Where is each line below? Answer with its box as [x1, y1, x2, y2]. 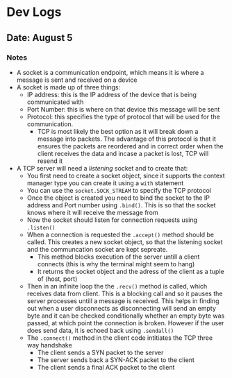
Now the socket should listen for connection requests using [26, 216, 198, 224]
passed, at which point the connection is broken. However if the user [26, 318, 224, 327]
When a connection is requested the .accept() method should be [26, 230, 215, 239]
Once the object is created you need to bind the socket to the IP [26, 194, 210, 202]
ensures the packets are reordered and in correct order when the [37, 141, 224, 150]
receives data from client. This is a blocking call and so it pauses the [26, 289, 223, 298]
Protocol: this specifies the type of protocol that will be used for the [26, 112, 220, 121]
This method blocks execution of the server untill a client [37, 252, 200, 261]
